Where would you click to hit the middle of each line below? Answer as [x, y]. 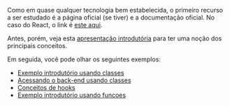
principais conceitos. [37, 46]
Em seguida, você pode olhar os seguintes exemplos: [84, 59]
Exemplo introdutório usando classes [71, 73]
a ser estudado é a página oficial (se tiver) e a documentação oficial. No [111, 17]
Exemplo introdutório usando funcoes [72, 95]
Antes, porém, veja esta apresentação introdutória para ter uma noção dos [115, 38]
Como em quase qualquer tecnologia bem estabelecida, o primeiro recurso [115, 10]
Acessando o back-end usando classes [74, 80]
